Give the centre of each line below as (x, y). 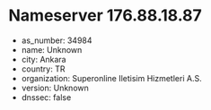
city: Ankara (44, 59)
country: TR (43, 69)
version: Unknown (55, 88)
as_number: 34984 (57, 40)
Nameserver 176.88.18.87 (105, 16)
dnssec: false (46, 97)
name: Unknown (52, 49)
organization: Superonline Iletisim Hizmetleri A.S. (112, 78)
